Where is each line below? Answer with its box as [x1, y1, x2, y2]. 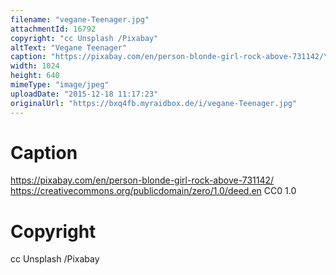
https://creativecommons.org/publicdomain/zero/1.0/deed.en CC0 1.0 [10, 185, 297, 197]
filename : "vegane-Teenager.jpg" [10, 14, 150, 25]
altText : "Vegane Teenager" [10, 42, 128, 53]
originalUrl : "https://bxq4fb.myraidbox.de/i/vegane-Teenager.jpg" [10, 98, 298, 108]
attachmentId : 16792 [10, 24, 97, 34]
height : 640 [10, 71, 60, 81]
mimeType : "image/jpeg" [10, 80, 110, 90]
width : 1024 [10, 61, 60, 71]
